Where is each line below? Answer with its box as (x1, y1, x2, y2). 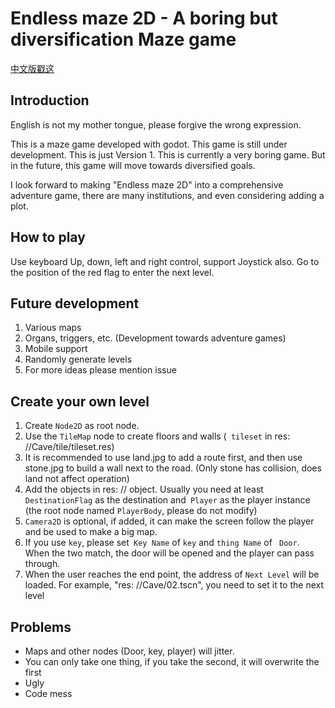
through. (24, 558, 61, 570)
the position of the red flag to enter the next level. (10, 266, 215, 278)
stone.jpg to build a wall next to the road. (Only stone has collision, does (24, 462, 322, 474)
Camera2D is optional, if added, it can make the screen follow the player (24, 515, 315, 527)
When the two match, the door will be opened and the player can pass (24, 547, 315, 559)
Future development (10, 295, 140, 312)
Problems (10, 618, 72, 636)
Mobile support (24, 343, 88, 355)
